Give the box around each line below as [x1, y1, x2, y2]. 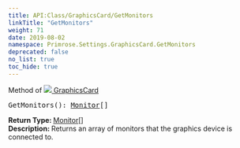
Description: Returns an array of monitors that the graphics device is [8, 124, 233, 133]
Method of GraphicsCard [8, 85, 99, 94]
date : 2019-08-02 [8, 33, 66, 42]
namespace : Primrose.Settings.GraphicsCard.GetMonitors [8, 41, 196, 49]
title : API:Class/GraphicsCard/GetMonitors [8, 11, 154, 20]
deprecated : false [8, 48, 69, 56]
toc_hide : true [8, 63, 58, 71]
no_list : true [8, 56, 55, 64]
